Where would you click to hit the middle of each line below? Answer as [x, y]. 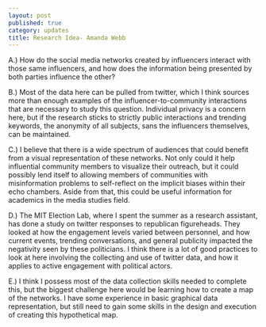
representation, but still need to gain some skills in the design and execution [132, 306]
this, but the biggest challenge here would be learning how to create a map [131, 290]
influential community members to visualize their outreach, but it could [123, 166]
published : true [35, 23]
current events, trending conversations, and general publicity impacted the [130, 241]
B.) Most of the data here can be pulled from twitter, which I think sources [129, 93]
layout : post [30, 15]
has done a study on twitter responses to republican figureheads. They [124, 224]
